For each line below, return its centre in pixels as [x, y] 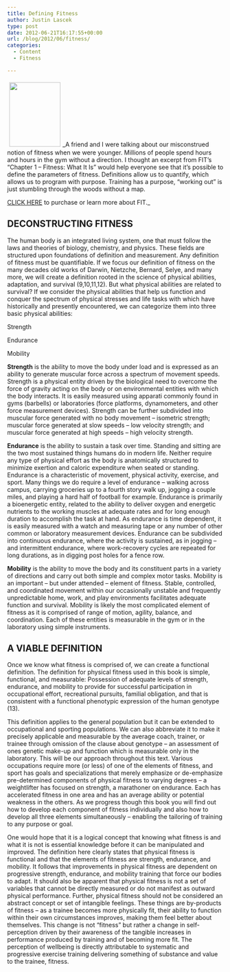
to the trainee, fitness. [38, 962]
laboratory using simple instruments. [59, 626]
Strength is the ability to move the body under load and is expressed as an [113, 366]
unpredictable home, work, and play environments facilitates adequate [107, 598]
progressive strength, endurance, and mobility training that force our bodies [114, 874]
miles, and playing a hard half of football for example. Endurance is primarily [115, 497]
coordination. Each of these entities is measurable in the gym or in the [106, 620]
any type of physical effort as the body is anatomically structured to [103, 460]
